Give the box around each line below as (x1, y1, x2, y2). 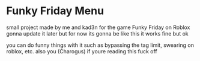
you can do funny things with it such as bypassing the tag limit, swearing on (6, 41, 194, 49)
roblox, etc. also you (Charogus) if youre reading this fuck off (6, 47, 157, 54)
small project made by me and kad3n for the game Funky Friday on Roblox (6, 24, 190, 31)
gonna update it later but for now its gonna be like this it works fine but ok (6, 30, 189, 37)
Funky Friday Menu (6, 4, 104, 18)
